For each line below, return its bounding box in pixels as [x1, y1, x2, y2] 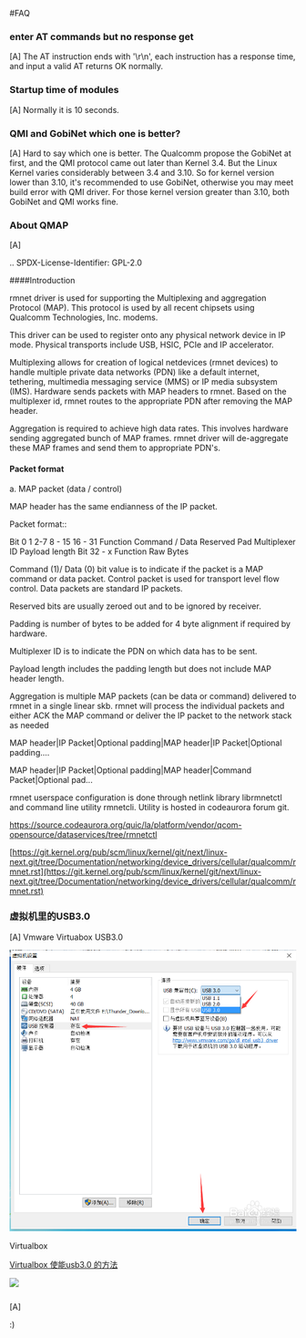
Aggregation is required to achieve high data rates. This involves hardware [9, 423, 289, 434]
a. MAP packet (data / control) [9, 483, 123, 495]
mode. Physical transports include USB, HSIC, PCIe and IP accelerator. [9, 339, 275, 350]
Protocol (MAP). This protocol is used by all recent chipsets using [9, 303, 255, 314]
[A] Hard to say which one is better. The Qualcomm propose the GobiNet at [9, 148, 291, 159]
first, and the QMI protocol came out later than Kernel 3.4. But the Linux [9, 157, 278, 168]
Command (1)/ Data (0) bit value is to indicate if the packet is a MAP [9, 564, 264, 575]
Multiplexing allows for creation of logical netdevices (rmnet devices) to [9, 357, 279, 368]
